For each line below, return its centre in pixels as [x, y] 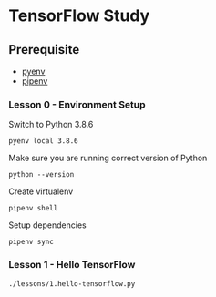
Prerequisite [44, 50]
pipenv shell [33, 209]
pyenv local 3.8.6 [43, 141]
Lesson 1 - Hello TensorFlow [72, 265]
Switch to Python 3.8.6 [51, 125]
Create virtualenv [41, 191]
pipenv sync [31, 242]
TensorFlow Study [79, 16]
